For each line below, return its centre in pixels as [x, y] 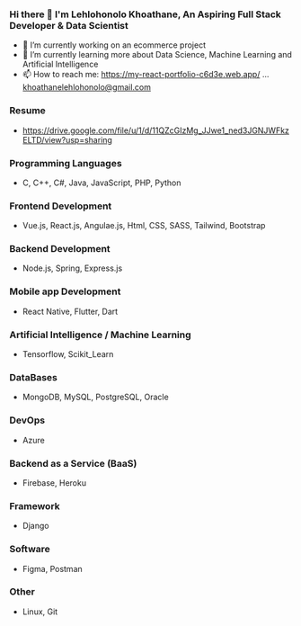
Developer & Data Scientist [69, 25]
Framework [35, 505]
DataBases [34, 377]
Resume [28, 111]
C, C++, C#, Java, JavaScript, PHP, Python [102, 183]
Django [35, 526]
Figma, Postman [52, 568]
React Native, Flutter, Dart [70, 311]
